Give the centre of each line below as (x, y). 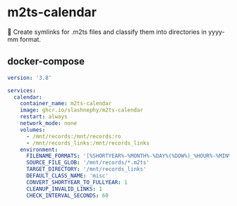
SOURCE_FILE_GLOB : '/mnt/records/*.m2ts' (88, 163)
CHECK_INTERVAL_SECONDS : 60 (67, 195)
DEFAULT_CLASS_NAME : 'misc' (67, 176)
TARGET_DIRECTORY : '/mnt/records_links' (86, 169)
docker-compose (46, 62)
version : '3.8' (30, 78)
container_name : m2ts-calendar (66, 104)
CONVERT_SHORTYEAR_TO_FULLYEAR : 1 (77, 182)
